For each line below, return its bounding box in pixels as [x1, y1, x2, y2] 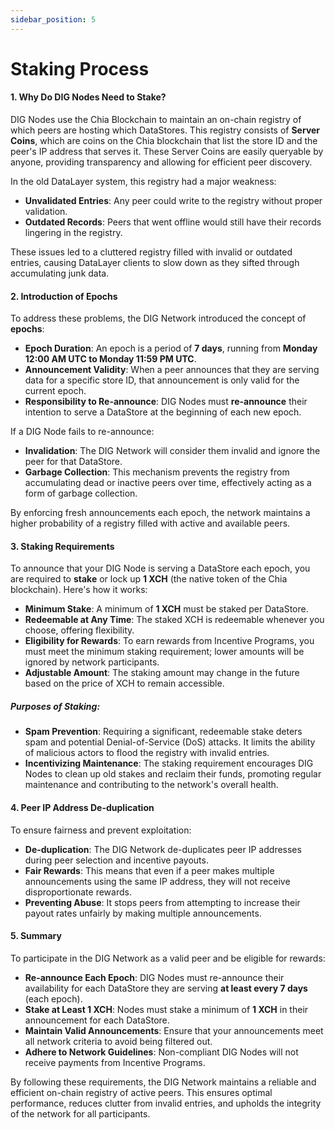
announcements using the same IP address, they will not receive [24, 875, 291, 887]
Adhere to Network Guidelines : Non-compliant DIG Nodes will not [24, 1046, 299, 1058]
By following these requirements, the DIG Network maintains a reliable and [10, 1076, 317, 1088]
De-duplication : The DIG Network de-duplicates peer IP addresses [24, 843, 302, 855]
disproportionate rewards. [24, 886, 132, 898]
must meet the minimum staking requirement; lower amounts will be [24, 646, 305, 658]
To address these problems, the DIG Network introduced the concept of [10, 312, 307, 325]
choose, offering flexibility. [24, 624, 135, 636]
